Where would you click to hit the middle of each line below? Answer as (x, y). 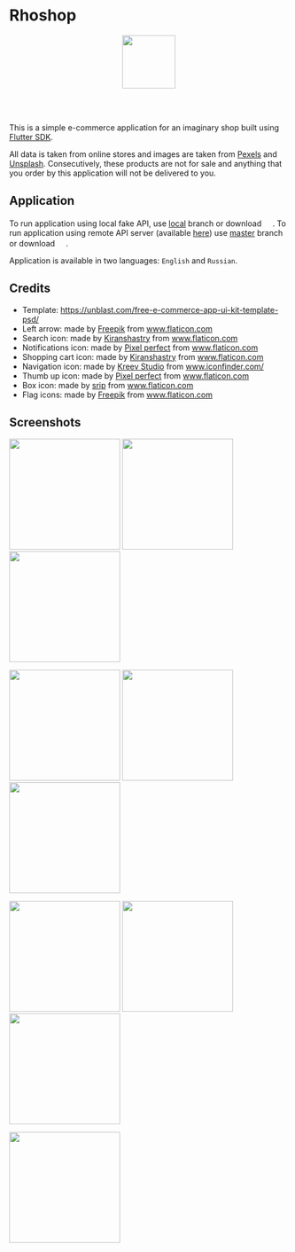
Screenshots (45, 422)
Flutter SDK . (31, 137)
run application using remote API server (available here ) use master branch (146, 232)
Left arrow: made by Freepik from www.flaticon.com (117, 328)
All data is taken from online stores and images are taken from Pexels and (143, 154)
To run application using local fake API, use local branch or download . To (147, 223)
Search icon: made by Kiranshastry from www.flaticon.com (130, 338)
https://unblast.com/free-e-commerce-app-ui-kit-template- (170, 309)
